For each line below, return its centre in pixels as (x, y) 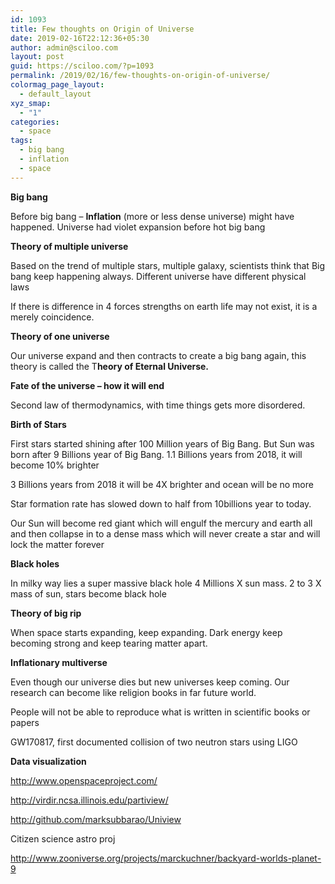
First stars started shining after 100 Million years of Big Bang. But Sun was (162, 443)
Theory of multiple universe (69, 246)
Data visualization (48, 761)
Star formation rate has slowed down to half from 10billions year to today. (161, 503)
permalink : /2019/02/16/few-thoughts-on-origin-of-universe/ (140, 76)
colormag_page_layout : (57, 85)
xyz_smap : (31, 103)
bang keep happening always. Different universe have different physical (158, 276)
